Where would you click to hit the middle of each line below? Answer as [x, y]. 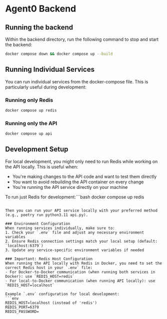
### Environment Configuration [38, 224]
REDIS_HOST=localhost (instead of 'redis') [51, 303]
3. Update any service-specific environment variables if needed [74, 250]
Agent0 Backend [41, 9]
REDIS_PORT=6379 [22, 307]
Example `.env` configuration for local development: [62, 294]
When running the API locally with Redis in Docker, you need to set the [84, 263]
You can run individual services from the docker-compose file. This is [77, 81]
